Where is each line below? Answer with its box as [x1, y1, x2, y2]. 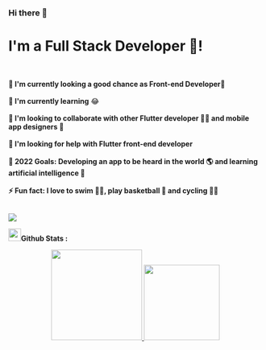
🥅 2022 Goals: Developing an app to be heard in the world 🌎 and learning [8, 156, 258, 166]
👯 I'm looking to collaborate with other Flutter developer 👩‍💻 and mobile [8, 113, 250, 123]
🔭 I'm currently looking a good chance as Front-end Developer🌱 [8, 79, 226, 89]
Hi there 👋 [8, 7, 48, 19]
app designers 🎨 [8, 121, 64, 131]
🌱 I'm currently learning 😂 [8, 96, 99, 105]
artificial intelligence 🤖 [8, 168, 85, 178]
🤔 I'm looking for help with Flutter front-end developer [8, 138, 193, 148]
